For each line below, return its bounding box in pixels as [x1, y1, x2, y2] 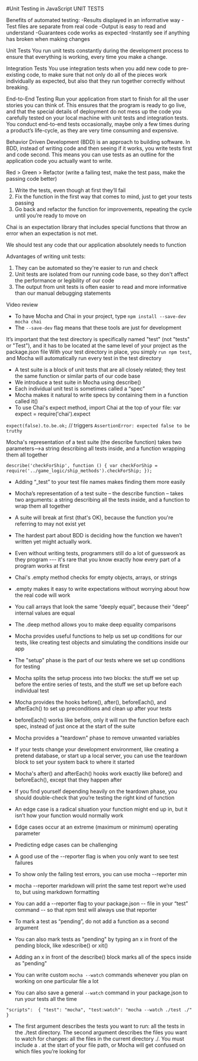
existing [6, 71, 25, 78]
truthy [6, 428, 23, 434]
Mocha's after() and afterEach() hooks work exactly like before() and [14, 770, 183, 777]
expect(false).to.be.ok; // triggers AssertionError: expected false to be [6, 422, 190, 429]
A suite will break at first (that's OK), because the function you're [14, 514, 174, 521]
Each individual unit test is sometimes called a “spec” [14, 385, 145, 392]
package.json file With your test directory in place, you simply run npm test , [6, 348, 192, 355]
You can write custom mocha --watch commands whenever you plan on [14, 971, 189, 978]
